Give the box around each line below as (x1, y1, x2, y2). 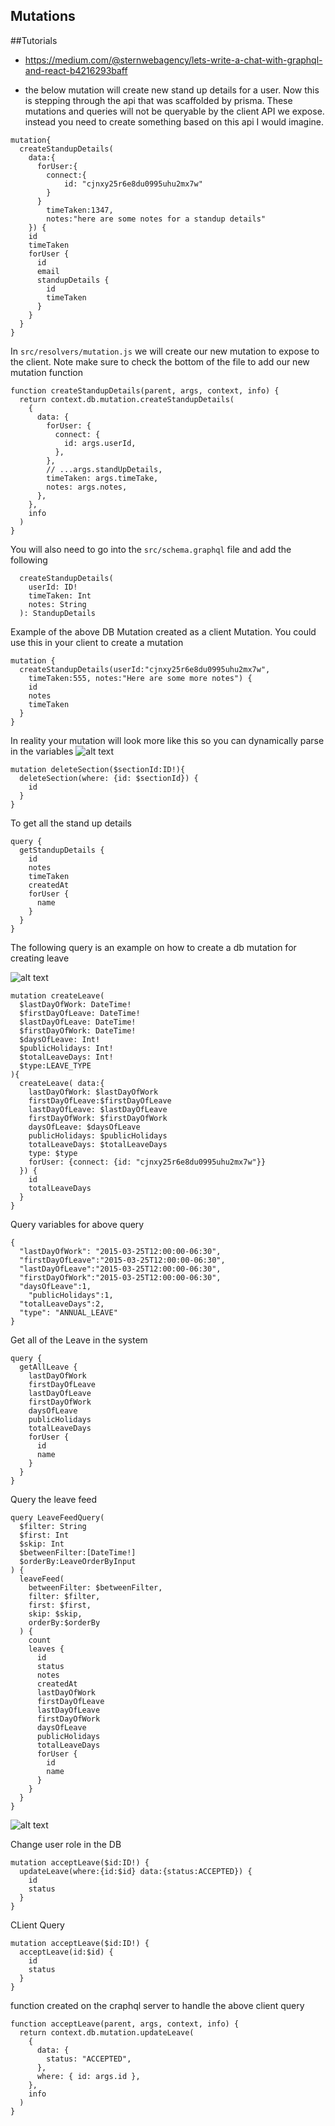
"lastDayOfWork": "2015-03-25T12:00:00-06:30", (19, 1246, 222, 1256)
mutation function (10, 366, 83, 378)
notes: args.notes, (46, 482, 128, 492)
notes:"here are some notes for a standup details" (46, 214, 267, 224)
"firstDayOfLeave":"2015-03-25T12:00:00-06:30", (19, 1255, 226, 1265)
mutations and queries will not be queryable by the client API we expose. (24, 105, 325, 117)
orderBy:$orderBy (28, 1617, 101, 1628)
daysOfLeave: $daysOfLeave (28, 1122, 141, 1132)
